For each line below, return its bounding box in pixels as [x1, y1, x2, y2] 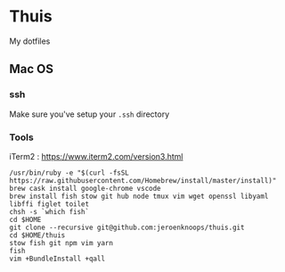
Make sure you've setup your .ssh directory [9, 109, 170, 120]
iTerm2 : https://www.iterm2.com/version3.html [9, 151, 183, 161]
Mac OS [9, 62, 54, 77]
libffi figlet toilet [9, 199, 90, 209]
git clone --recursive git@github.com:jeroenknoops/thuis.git [9, 223, 245, 232]
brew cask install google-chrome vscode [9, 184, 162, 193]
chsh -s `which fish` [9, 207, 90, 216]
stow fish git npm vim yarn [9, 238, 114, 247]
